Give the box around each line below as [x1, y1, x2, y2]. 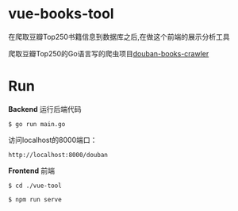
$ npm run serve [8, 195, 62, 203]
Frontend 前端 [8, 166, 56, 175]
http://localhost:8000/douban [8, 151, 109, 159]
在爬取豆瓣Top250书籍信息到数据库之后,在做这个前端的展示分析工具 [8, 32, 230, 41]
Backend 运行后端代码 [8, 104, 82, 113]
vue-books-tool [8, 5, 114, 23]
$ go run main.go [8, 120, 66, 128]
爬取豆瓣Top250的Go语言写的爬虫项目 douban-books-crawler [8, 48, 209, 58]
